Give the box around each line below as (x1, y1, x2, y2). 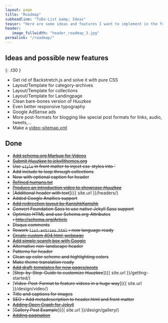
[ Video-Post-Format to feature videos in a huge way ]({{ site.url (12, 280, 142, 286)
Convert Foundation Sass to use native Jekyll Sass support (12, 206, 134, 212)
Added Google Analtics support (12, 195, 77, 201)
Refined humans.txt (12, 179, 53, 185)
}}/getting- (126, 269, 148, 275)
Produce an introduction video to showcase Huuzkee (12, 184, 122, 190)
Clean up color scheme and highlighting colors (12, 253, 109, 259)
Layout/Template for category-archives (12, 82, 93, 88)
